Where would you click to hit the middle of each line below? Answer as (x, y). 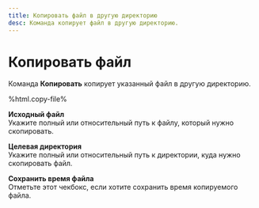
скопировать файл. (40, 164)
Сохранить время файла (51, 179)
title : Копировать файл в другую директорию (83, 15)
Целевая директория (45, 146)
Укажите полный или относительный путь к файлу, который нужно (121, 123)
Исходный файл (36, 115)
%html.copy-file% (38, 99)
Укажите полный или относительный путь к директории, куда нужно (124, 155)
